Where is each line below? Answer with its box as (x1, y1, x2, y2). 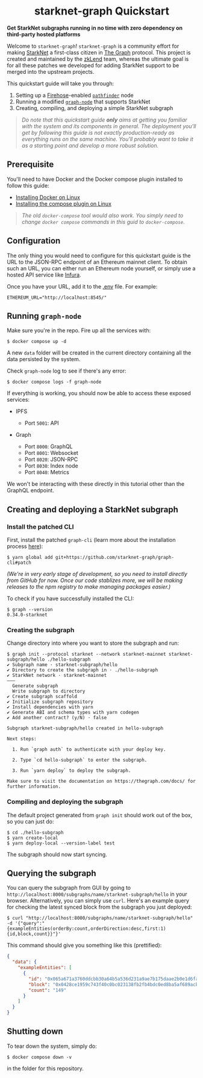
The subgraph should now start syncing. (7, 851, 107, 858)
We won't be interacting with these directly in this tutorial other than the (7, 480, 185, 488)
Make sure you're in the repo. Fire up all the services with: (7, 327, 151, 334)
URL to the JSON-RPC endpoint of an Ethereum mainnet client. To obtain (7, 258, 187, 266)
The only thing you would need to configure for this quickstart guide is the (7, 252, 191, 259)
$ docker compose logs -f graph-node (7, 379, 102, 385)
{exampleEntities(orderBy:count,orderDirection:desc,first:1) (7, 926, 166, 932)
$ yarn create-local (7, 835, 59, 841)
